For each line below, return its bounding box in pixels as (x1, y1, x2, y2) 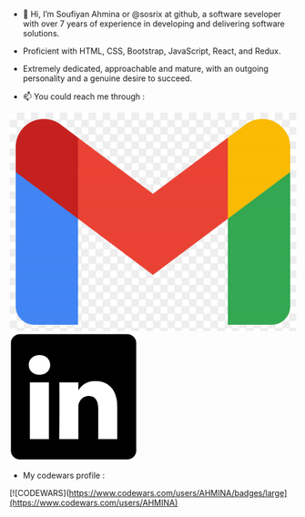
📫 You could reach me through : (22, 91, 146, 102)
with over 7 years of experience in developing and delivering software (22, 18, 285, 29)
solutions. (22, 28, 60, 38)
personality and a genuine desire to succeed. (22, 73, 193, 84)
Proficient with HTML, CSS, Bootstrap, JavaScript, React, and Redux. (22, 46, 281, 56)
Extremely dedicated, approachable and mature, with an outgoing (22, 64, 269, 74)
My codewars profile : (22, 470, 106, 481)
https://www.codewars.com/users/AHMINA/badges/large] (68, 487, 288, 498)
